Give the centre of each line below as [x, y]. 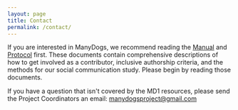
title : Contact [30, 21]
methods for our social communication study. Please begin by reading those [119, 70]
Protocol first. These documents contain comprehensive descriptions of [113, 55]
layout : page [27, 14]
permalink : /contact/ [40, 27]
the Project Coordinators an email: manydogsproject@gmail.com [102, 99]
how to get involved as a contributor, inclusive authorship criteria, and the [115, 62]
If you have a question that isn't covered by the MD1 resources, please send [119, 91]
